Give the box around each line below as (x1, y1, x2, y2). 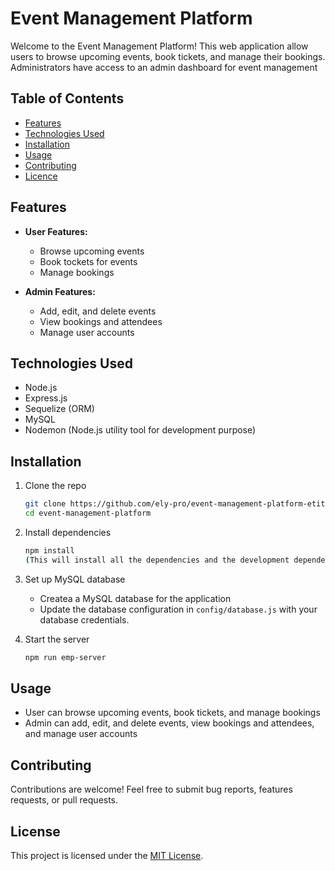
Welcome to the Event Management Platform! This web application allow (10, 40, 309, 52)
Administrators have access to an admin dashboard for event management (10, 61, 318, 73)
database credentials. (39, 613, 130, 626)
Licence (24, 170, 58, 182)
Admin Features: (24, 285, 96, 297)
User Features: (24, 225, 88, 237)
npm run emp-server (24, 652, 107, 662)
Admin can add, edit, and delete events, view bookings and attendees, (24, 717, 315, 729)
